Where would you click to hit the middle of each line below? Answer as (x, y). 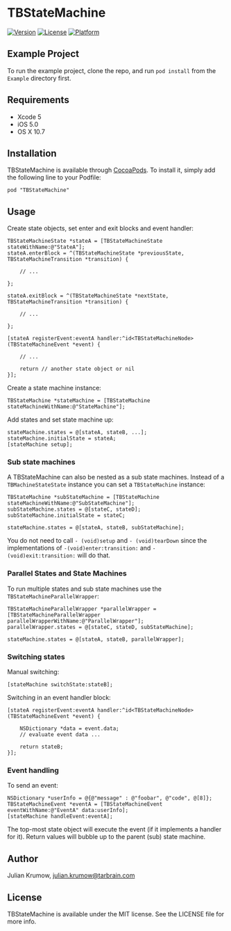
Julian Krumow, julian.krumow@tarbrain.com (71, 875)
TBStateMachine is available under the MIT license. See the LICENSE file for (116, 914)
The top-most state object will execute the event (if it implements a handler (114, 829)
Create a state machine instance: (54, 388)
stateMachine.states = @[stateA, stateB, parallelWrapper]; (96, 639)
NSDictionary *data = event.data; (69, 729)
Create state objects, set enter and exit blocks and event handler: (101, 228)
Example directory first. (39, 78)
